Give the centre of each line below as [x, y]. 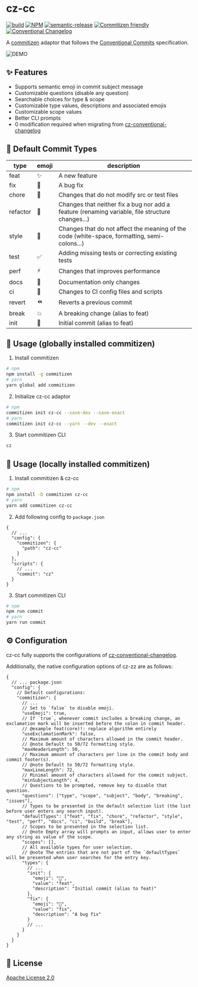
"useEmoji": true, [44, 713]
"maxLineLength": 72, [48, 770]
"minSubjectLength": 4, [51, 780]
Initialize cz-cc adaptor [42, 396]
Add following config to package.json [60, 517]
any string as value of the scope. [50, 837]
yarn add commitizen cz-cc [39, 506]
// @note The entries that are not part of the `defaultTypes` [101, 852]
